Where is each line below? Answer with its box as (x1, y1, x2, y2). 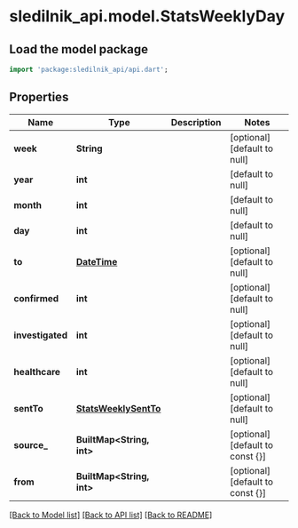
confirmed (13, 292, 59, 304)
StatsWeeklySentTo (75, 402, 161, 414)
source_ (13, 438, 49, 451)
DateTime (75, 255, 118, 268)
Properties (9, 90, 69, 105)
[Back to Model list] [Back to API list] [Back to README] (9, 509, 213, 520)
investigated (13, 329, 68, 341)
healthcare (13, 365, 60, 378)
